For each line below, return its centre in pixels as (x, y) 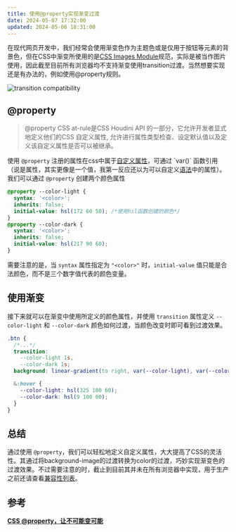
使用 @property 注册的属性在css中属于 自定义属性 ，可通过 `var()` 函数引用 (113, 161)
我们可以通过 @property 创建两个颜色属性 (66, 178)
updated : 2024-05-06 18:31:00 (52, 27)
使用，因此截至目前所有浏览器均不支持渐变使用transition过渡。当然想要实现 (116, 65)
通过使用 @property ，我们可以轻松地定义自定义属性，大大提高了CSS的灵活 (115, 452)
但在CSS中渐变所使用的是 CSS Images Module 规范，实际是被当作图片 (126, 56)
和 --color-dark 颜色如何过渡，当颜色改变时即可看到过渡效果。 (135, 325)
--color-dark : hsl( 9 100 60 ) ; (64, 397)
